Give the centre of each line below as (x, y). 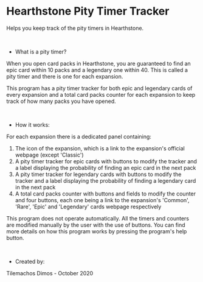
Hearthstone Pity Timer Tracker (88, 11)
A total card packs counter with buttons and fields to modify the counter (105, 194)
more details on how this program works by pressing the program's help (97, 231)
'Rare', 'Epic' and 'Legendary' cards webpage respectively (88, 206)
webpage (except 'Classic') (49, 155)
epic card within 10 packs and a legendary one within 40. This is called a (97, 70)
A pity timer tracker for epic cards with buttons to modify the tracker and (106, 161)
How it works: (32, 125)
